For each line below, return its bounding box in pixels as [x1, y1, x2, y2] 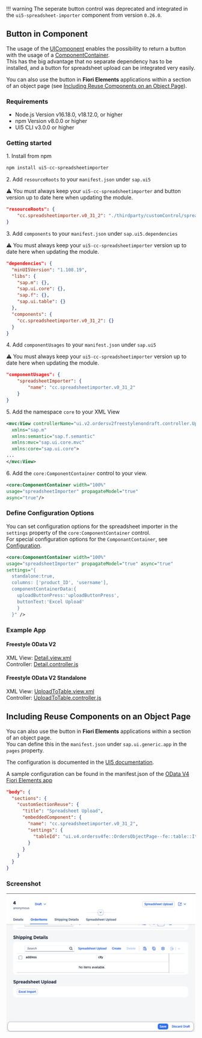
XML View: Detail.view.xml [6, 654, 72, 661]
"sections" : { [11, 795, 47, 801]
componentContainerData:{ [11, 586, 77, 593]
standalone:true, [11, 573, 55, 579]
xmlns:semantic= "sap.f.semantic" [11, 433, 96, 439]
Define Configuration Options [6, 509, 94, 517]
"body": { [6, 789, 31, 795]
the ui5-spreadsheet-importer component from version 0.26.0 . [6, 11, 162, 19]
